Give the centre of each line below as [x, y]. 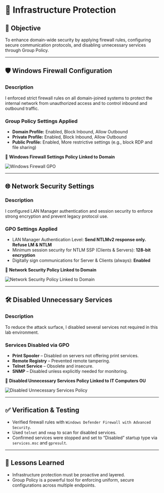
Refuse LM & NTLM [32, 245]
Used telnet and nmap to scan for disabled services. [64, 432]
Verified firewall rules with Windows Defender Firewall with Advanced [82, 422]
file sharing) [24, 147]
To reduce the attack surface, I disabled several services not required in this [82, 327]
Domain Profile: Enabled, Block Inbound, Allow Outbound [70, 131]
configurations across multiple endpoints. [54, 485]
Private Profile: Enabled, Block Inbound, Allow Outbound [69, 137]
